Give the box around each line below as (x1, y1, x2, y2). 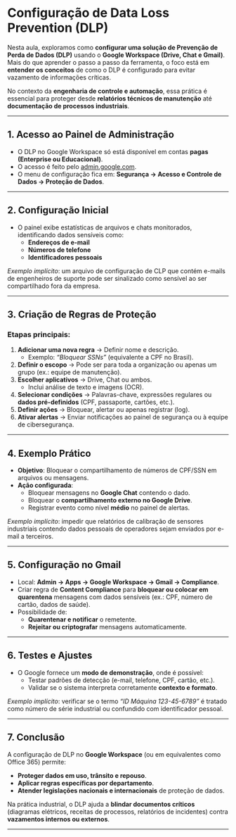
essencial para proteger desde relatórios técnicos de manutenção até (7, 94, 212, 103)
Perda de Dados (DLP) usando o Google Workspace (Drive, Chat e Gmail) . (7, 51, 225, 59)
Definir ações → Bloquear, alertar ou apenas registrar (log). (17, 405, 190, 414)
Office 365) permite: (7, 757, 67, 766)
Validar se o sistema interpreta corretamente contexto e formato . (27, 683, 218, 691)
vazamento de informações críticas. (7, 73, 111, 82)
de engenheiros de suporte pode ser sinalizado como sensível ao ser (7, 274, 207, 282)
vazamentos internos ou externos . (7, 814, 110, 823)
